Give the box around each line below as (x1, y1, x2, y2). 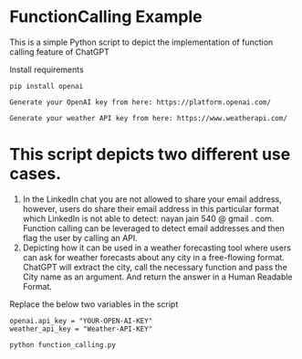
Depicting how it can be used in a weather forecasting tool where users (22, 242, 292, 253)
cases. (9, 164, 62, 185)
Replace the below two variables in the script (9, 299, 179, 310)
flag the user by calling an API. (22, 232, 139, 243)
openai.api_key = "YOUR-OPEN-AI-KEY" (9, 316, 153, 325)
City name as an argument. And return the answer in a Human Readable (22, 271, 294, 282)
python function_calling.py (9, 340, 117, 349)
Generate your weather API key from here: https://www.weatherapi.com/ (9, 113, 287, 122)
